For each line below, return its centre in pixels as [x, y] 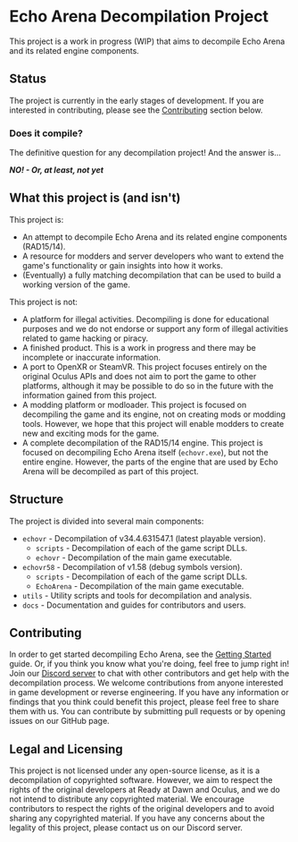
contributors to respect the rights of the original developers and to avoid [142, 809]
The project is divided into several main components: [107, 521]
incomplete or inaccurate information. [91, 357]
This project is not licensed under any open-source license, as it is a [135, 770]
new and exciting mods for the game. [91, 433]
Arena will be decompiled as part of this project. [110, 471]
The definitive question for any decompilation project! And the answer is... [145, 153]
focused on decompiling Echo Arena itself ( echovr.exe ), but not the [145, 452]
